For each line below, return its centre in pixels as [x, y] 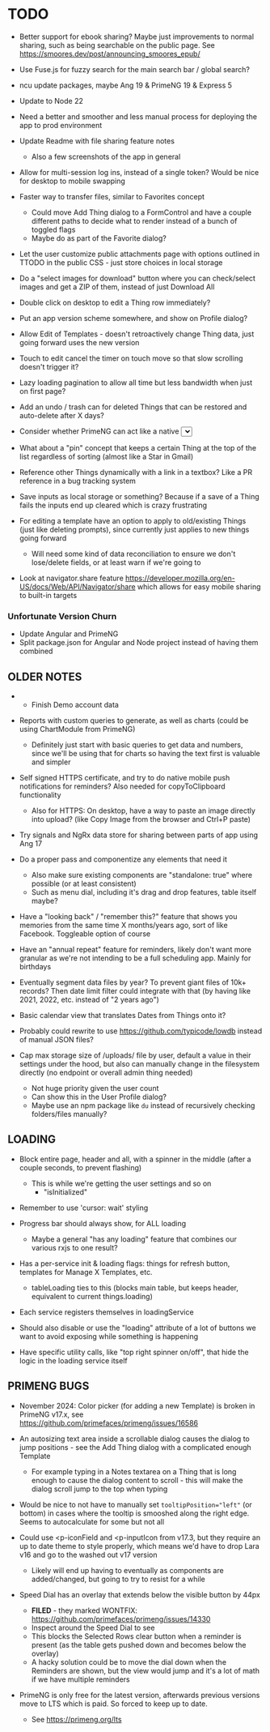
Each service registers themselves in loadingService [107, 1312]
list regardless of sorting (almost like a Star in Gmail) [106, 456]
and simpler [51, 762]
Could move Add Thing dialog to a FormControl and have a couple [141, 212]
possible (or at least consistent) [84, 883]
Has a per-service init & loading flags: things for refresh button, [124, 1263]
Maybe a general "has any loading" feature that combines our [134, 1239]
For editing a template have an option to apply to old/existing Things [133, 520]
